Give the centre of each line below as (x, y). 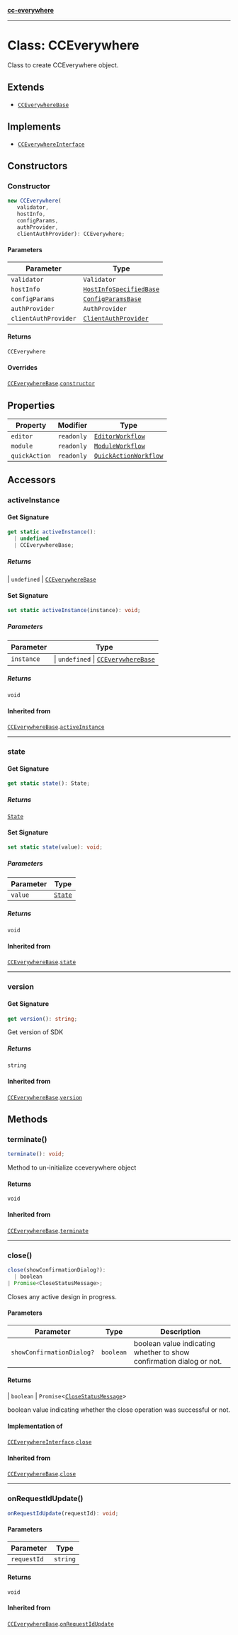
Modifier (73, 425)
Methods (28, 1119)
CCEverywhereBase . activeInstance (56, 727)
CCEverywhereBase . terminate (48, 1230)
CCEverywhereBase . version (45, 1097)
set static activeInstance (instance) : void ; (74, 611)
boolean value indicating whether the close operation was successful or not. (119, 1410)
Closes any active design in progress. (62, 1296)
